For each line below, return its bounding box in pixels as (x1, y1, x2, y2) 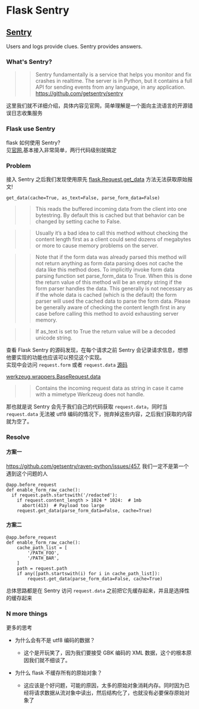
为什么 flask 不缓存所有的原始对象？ (14, 669, 102, 676)
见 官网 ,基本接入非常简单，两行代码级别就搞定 (6, 146, 117, 153)
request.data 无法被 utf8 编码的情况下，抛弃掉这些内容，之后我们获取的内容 (6, 410, 192, 418)
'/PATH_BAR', (27, 555, 60, 562)
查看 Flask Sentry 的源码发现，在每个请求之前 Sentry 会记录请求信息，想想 (6, 346, 188, 353)
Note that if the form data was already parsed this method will (35, 253, 187, 261)
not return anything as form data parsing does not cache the (35, 259, 183, 267)
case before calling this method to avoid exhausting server (35, 310, 179, 317)
